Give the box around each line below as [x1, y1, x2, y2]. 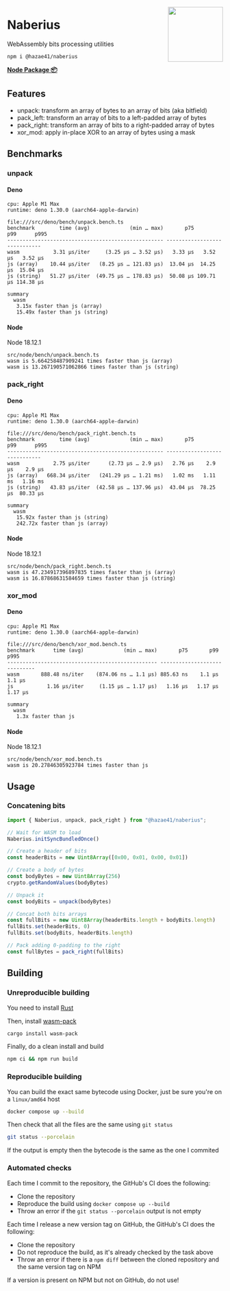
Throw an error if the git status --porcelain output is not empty [16, 1207, 202, 1215]
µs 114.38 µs [7, 279, 44, 286]
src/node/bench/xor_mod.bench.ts [7, 756, 103, 763]
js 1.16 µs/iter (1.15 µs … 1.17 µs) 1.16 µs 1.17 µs [7, 683, 219, 689]
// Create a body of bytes [7, 866, 84, 874]
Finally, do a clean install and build [7, 1043, 104, 1051]
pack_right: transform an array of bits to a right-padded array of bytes [16, 121, 215, 129]
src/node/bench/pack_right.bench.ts [7, 562, 112, 569]
